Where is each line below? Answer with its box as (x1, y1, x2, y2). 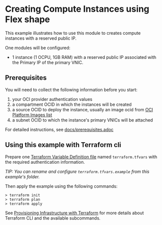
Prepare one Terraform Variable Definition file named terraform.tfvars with (5, 153, 158, 160)
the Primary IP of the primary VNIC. (12, 59, 84, 65)
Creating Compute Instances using (5, 3, 150, 15)
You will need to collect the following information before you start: (5, 87, 138, 93)
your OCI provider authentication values (12, 96, 93, 102)
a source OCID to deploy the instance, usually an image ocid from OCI (12, 106, 153, 112)
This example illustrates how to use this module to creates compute (5, 30, 141, 36)
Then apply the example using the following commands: (5, 183, 118, 189)
